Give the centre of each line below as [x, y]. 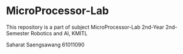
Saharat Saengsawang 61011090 [45, 45]
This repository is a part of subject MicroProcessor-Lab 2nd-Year [85, 27]
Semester [18, 33]
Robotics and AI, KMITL [59, 33]
